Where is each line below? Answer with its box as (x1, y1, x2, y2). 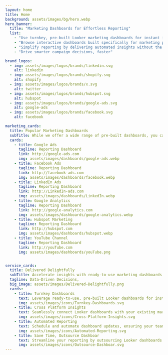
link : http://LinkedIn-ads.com (18, 189, 84, 194)
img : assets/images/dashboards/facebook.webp (18, 175, 115, 180)
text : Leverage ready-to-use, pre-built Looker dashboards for (18, 296, 153, 301)
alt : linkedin (14, 68, 43, 73)
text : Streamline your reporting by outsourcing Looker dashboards (18, 337, 162, 343)
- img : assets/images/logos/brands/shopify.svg (9, 72, 111, 78)
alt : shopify (14, 77, 41, 82)
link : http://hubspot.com (18, 226, 72, 231)
